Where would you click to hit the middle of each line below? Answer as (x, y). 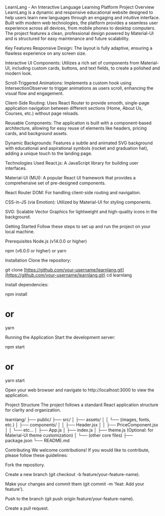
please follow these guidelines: (36, 455)
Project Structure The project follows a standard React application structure (82, 405)
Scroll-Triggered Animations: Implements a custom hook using (68, 83)
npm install (16, 294)
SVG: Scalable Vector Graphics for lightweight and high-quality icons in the (81, 212)
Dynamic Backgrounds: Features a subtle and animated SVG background (79, 143)
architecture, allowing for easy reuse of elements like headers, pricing (76, 128)
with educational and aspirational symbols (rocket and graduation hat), (77, 148)
